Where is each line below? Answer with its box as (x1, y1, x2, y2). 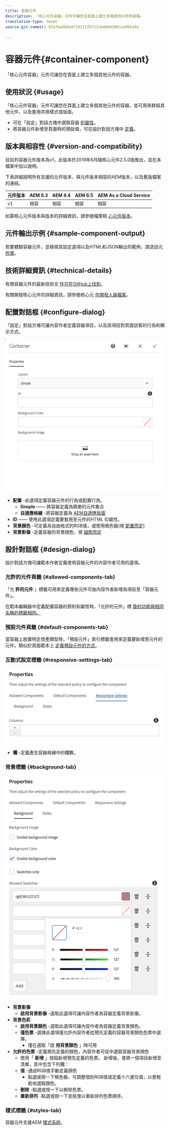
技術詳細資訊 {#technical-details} (5, 266, 112, 275)
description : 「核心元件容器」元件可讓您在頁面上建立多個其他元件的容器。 (5, 13, 144, 19)
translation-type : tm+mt (5, 19, 58, 24)
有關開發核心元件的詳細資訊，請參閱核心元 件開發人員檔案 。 (5, 291, 131, 297)
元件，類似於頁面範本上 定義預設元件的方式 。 (5, 642, 100, 648)
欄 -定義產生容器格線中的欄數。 (12, 749, 78, 755)
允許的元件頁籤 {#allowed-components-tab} (5, 573, 115, 581)
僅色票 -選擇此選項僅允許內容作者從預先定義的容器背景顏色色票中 (20, 1029, 157, 1035)
